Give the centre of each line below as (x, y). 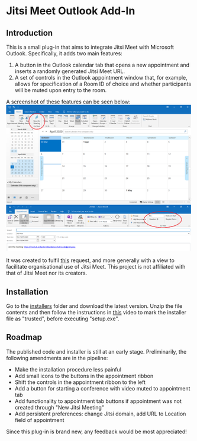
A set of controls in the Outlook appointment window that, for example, (101, 78)
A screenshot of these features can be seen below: (69, 102)
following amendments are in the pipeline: (57, 358)
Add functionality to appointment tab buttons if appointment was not (98, 401)
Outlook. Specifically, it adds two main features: (64, 53)
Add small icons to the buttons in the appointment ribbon (84, 376)
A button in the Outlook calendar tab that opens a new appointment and (102, 65)
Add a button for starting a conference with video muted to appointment (102, 388)
